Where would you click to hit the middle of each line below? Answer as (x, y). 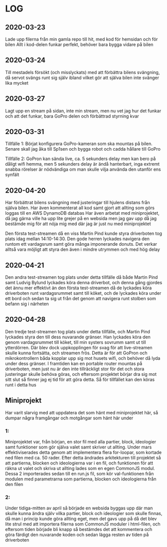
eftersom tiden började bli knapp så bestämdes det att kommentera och (79, 529)
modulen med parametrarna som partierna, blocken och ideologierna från (81, 479)
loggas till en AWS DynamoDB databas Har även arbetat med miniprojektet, (82, 213)
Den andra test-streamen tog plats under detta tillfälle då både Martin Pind (82, 277)
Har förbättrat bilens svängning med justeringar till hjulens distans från (78, 203)
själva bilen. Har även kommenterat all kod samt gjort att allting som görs (80, 208)
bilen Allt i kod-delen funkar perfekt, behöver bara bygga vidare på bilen (79, 45)
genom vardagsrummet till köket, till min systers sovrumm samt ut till (76, 342)
